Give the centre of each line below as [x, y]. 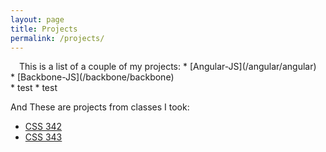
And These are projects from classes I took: [100, 107]
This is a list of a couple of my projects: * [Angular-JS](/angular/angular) [167, 67]
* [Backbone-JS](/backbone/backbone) [92, 77]
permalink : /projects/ [57, 38]
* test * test [34, 88]
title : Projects [44, 29]
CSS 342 [43, 127]
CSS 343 [43, 137]
